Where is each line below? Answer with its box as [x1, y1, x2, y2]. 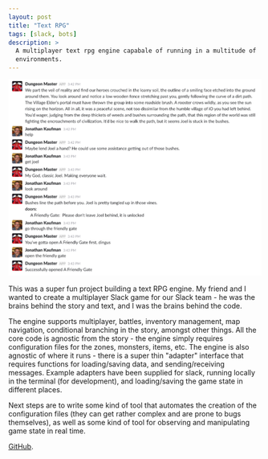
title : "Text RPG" [8, 21, 70, 30]
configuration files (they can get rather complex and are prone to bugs [8, 409, 242, 419]
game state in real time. [8, 426, 86, 436]
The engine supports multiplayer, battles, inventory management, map [8, 317, 241, 326]
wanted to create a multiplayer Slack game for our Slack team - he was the [8, 293, 255, 302]
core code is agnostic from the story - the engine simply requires [8, 334, 224, 343]
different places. [8, 385, 63, 395]
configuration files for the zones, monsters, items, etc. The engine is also [8, 342, 250, 352]
